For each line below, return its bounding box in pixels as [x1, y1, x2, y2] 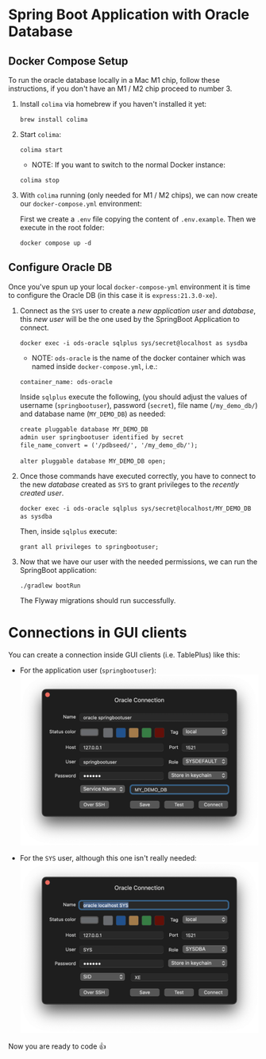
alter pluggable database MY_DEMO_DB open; [19, 457, 167, 465]
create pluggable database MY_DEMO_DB [19, 425, 148, 433]
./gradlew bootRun [19, 582, 81, 590]
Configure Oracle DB [8, 261, 113, 274]
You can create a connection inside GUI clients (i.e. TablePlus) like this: [8, 649, 241, 659]
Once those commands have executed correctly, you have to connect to [19, 471, 256, 480]
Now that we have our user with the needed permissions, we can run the [19, 556, 258, 567]
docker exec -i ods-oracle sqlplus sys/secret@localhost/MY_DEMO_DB [19, 504, 252, 512]
